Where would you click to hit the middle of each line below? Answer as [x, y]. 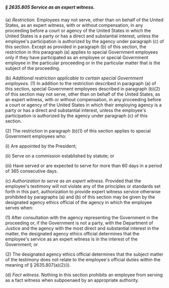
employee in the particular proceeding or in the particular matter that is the [83, 63]
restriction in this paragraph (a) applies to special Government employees [81, 52]
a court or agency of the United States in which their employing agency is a [83, 105]
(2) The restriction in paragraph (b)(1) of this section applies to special [78, 131]
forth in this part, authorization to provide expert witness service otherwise [83, 191]
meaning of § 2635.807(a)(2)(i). [38, 265]
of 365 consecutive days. [32, 171]
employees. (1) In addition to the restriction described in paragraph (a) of [81, 83]
